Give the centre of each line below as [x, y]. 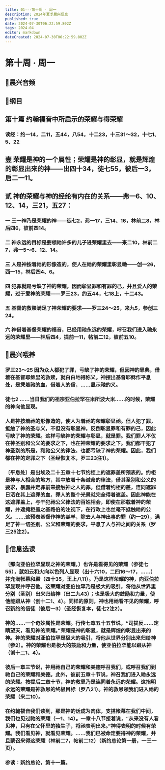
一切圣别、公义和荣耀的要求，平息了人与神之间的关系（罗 [88, 524]
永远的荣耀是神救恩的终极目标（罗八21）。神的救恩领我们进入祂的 [82, 689]
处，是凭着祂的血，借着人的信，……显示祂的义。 [63, 385]
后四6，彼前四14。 [27, 228]
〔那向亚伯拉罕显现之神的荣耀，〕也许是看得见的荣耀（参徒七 [77, 564]
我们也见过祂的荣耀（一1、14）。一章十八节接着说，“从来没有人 [79, 718]
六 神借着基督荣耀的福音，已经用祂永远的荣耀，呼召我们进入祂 [79, 330]
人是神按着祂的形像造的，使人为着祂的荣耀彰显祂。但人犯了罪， [81, 421]
